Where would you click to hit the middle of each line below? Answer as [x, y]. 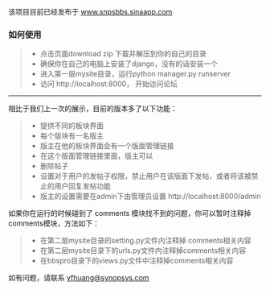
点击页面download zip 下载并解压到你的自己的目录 [123, 54]
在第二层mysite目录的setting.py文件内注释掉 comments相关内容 [145, 241]
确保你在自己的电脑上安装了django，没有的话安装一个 [129, 64]
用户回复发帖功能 [82, 186]
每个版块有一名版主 [72, 136]
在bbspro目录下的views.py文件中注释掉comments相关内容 [137, 261]
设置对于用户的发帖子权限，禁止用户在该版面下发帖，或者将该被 [145, 176]
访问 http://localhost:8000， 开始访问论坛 [109, 84]
